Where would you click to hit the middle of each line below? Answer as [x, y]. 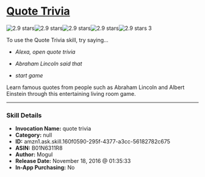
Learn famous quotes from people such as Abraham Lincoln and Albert [95, 87]
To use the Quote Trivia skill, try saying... [57, 40]
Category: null [34, 135]
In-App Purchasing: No [45, 168]
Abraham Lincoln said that [49, 63]
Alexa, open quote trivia [45, 52]
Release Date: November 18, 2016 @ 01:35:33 [73, 161]
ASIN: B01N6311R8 [39, 148]
